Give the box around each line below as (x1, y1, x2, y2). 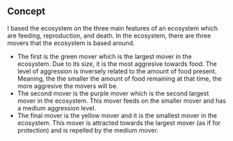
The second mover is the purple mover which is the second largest (17, 89, 209, 97)
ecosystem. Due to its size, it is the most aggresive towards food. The (17, 59, 217, 68)
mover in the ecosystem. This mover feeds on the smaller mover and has (17, 97, 226, 105)
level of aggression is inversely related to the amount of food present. (17, 67, 217, 75)
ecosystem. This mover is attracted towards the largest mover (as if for (17, 118, 221, 127)
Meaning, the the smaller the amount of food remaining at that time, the (17, 74, 222, 83)
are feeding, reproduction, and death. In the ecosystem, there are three (7, 31, 211, 40)
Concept (7, 6, 46, 17)
